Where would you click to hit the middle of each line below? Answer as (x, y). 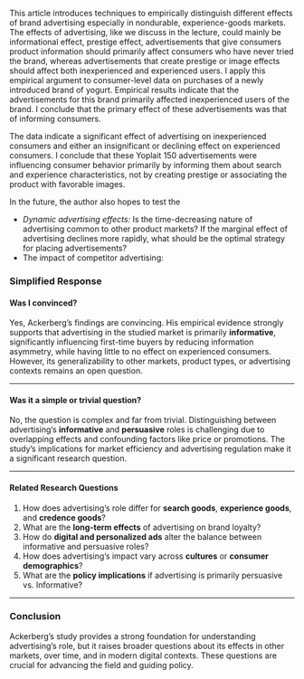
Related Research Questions (64, 487)
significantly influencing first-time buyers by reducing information (132, 342)
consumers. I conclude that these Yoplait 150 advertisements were (133, 156)
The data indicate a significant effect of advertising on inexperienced (138, 136)
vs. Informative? (52, 585)
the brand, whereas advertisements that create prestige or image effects (145, 61)
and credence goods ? (64, 517)
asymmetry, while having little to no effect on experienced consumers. (140, 352)
